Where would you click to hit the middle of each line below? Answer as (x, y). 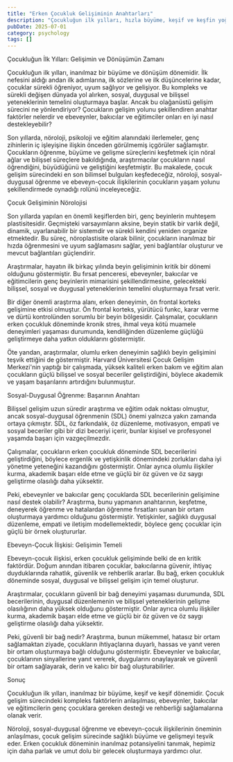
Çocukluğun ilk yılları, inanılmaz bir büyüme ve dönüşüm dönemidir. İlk (107, 73)
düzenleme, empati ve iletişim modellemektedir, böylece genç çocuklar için (114, 524)
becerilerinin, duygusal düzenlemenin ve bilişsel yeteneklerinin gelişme (109, 602)
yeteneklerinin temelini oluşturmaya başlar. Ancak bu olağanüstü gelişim (110, 102)
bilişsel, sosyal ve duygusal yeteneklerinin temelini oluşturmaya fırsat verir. (114, 289)
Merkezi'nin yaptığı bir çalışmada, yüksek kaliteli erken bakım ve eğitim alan (115, 367)
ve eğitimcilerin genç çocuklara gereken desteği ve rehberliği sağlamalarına (115, 708)
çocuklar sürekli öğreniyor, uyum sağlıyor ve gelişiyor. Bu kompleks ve (107, 87)
